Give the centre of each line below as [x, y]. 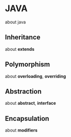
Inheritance [23, 37]
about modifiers [21, 130]
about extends [20, 49]
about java [15, 22]
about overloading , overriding [35, 76]
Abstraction [23, 91]
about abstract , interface [31, 103]
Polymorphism [28, 65]
